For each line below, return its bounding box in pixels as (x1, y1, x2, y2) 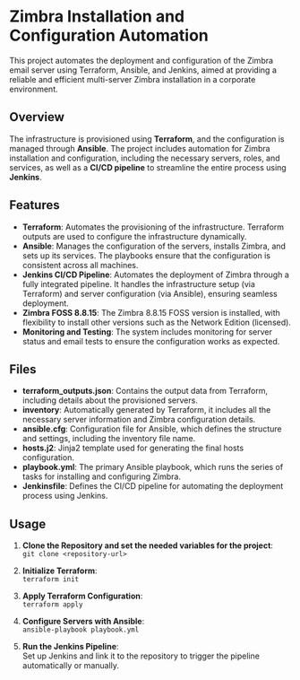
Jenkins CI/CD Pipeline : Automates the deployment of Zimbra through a (21, 269, 289, 280)
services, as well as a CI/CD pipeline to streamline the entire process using (9, 161, 287, 172)
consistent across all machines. (21, 259, 139, 270)
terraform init (21, 575, 80, 584)
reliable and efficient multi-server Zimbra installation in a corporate (9, 74, 256, 84)
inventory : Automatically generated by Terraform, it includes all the (21, 405, 271, 415)
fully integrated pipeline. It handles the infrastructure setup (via (21, 278, 255, 289)
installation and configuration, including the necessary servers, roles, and (9, 153, 280, 163)
